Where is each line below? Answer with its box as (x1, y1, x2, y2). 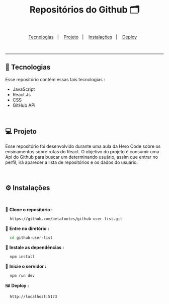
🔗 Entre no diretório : (5, 225, 49, 232)
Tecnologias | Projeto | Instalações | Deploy (28, 34, 137, 40)
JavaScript (12, 86, 35, 92)
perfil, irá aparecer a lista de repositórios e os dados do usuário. (5, 159, 138, 165)
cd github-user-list (10, 235, 53, 240)
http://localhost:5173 (10, 294, 57, 299)
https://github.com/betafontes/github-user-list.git (10, 216, 123, 222)
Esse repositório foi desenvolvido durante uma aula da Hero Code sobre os (5, 143, 161, 149)
